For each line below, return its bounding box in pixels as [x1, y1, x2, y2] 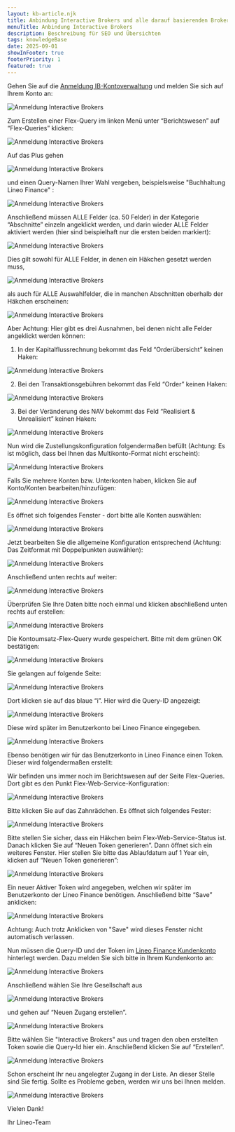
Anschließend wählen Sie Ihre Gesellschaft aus [7, 981, 143, 989]
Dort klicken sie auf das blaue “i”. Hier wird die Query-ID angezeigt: [7, 696, 201, 705]
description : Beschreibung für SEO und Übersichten [7, 29, 161, 37]
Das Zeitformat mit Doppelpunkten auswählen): [7, 545, 143, 554]
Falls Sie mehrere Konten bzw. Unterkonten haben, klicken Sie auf [7, 476, 197, 485]
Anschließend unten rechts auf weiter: [7, 572, 117, 581]
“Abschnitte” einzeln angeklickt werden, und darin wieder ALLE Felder [7, 220, 208, 229]
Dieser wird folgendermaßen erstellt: [7, 758, 113, 767]
